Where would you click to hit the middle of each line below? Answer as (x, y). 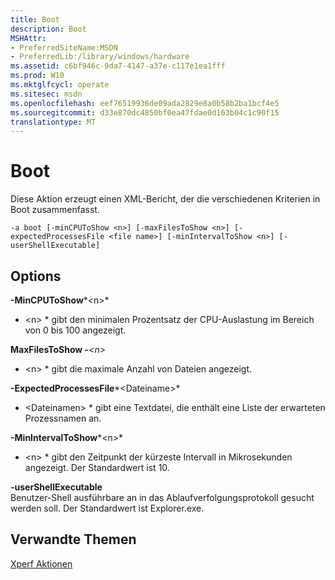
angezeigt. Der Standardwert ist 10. (97, 467)
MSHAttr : (28, 38)
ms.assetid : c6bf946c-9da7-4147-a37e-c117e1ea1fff (118, 66)
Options (36, 276)
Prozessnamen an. (63, 418)
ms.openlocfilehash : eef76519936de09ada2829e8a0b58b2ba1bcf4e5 (145, 103)
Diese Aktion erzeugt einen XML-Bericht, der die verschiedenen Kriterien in (165, 199)
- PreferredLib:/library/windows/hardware (100, 57)
